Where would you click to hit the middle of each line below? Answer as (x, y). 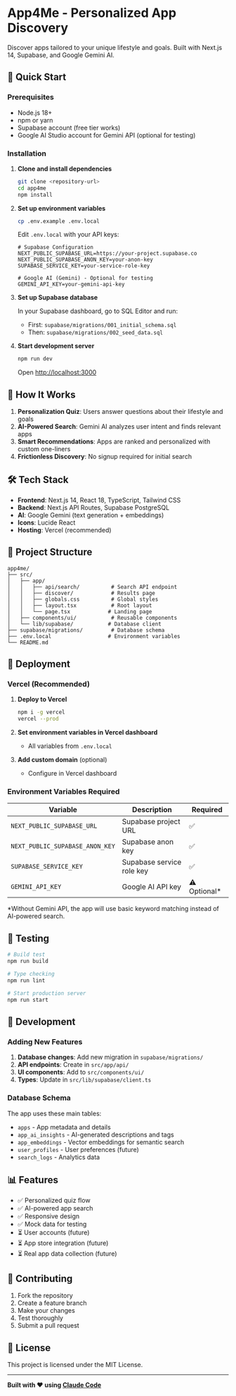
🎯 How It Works (41, 394)
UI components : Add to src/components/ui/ (81, 1072)
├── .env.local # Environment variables (94, 636)
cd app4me (32, 188)
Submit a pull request (48, 1325)
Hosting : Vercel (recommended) (64, 529)
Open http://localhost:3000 (57, 372)
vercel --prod (38, 719)
